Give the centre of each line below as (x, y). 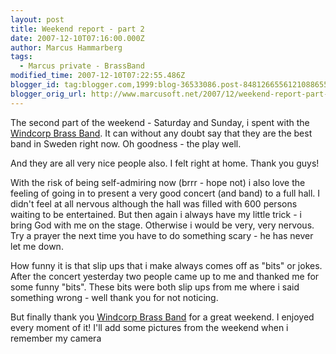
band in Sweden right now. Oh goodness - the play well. (126, 143)
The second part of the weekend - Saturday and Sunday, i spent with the (160, 122)
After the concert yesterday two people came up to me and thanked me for (165, 276)
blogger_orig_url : (48, 94)
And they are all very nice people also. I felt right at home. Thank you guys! (165, 163)
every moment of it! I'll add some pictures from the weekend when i (149, 327)
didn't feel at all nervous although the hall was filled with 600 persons (154, 203)
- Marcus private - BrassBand (82, 66)
